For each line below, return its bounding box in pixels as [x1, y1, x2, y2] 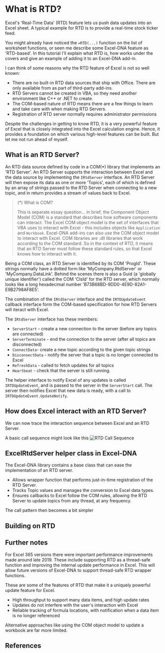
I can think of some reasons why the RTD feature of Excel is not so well [5, 65, 150, 71]
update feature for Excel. [5, 587, 56, 593]
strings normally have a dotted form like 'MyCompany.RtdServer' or [5, 265, 142, 271]
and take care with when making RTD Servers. [12, 106, 107, 112]
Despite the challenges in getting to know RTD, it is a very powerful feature [5, 121, 157, 127]
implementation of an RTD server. [5, 467, 73, 473]
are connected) [12, 331, 44, 337]
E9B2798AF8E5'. [5, 287, 39, 293]
